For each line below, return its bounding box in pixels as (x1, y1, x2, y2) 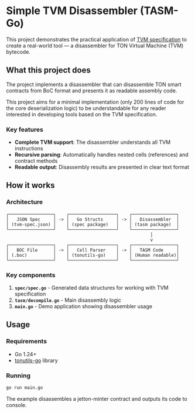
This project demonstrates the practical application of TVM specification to (6, 36, 187, 43)
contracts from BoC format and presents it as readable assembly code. (6, 87, 177, 94)
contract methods (14, 157, 58, 164)
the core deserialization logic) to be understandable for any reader (6, 104, 167, 112)
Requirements (6, 338, 47, 346)
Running (6, 371, 31, 380)
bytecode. (6, 48, 31, 55)
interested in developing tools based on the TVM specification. (6, 111, 158, 118)
